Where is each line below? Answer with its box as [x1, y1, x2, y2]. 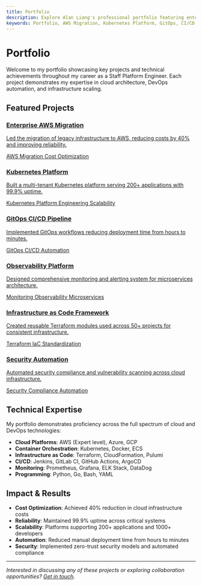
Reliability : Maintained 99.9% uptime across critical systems [14, 517, 166, 524]
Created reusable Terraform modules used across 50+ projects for [6, 322, 171, 330]
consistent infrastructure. [6, 328, 69, 336]
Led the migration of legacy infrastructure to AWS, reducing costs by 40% [6, 135, 190, 142]
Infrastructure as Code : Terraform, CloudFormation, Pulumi [14, 451, 164, 459]
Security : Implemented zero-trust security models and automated [14, 543, 179, 550]
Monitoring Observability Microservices [6, 293, 104, 301]
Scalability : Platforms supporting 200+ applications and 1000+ [14, 523, 171, 531]
